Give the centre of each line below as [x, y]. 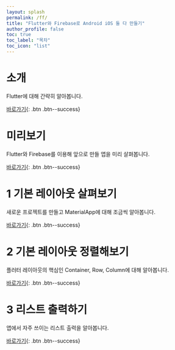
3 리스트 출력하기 [47, 309]
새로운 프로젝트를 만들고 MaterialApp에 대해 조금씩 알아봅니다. [81, 212]
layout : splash [26, 12]
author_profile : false [35, 29]
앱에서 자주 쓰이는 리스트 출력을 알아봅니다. [58, 327]
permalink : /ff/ [27, 18]
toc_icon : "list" [28, 46]
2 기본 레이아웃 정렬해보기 [68, 252]
